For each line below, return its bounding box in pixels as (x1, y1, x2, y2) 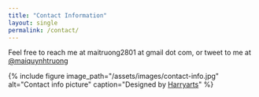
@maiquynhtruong (8, 56, 68, 65)
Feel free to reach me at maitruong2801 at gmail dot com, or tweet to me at (8, 48, 252, 58)
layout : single (8, 19, 58, 27)
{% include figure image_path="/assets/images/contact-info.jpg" (8, 72, 219, 81)
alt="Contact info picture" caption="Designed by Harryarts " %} (8, 80, 214, 89)
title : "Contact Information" (8, 11, 108, 20)
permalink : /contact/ (8, 26, 80, 34)
